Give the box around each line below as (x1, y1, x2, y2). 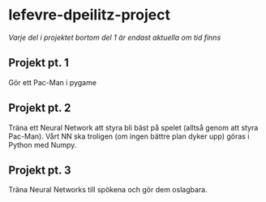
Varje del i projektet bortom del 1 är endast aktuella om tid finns (8, 32, 221, 42)
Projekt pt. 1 (8, 56, 69, 70)
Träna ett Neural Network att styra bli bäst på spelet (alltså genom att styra (8, 122, 259, 132)
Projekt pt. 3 (8, 163, 71, 177)
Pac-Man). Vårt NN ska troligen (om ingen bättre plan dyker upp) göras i (8, 131, 250, 141)
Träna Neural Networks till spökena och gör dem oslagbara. (8, 185, 208, 195)
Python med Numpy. (8, 140, 77, 149)
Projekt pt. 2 (8, 101, 71, 115)
